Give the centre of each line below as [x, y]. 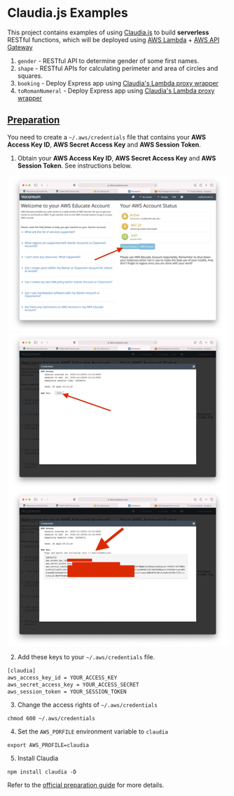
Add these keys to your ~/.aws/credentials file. [86, 657]
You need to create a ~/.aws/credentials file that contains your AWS [107, 137]
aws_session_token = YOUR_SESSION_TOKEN [67, 692]
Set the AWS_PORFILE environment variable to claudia [92, 731]
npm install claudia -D [42, 772]
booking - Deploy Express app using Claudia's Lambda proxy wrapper [118, 83]
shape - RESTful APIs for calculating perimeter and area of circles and [118, 68]
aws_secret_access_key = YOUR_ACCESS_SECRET [73, 685]
